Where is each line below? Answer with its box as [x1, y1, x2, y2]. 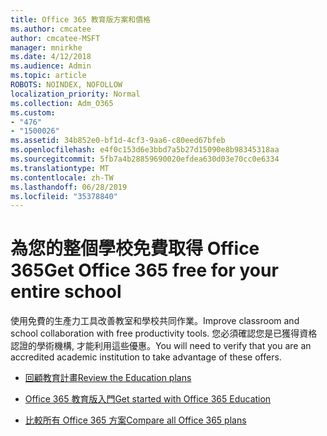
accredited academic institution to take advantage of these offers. [10, 351, 282, 363]
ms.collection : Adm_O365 [10, 98, 114, 108]
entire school [10, 281, 122, 303]
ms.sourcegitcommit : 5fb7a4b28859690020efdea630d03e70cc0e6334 [10, 154, 280, 164]
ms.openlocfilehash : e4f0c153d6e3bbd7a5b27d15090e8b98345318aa [10, 145, 280, 155]
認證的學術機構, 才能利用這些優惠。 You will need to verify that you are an [10, 340, 312, 352]
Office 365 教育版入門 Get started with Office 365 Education [24, 393, 272, 405]
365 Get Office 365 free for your [10, 259, 279, 282]
